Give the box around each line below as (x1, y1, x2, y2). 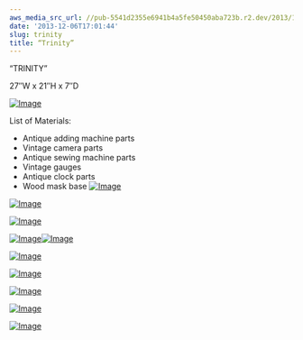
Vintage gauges (22, 161, 82, 172)
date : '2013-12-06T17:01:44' (9, 22, 119, 31)
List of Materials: (9, 115, 72, 126)
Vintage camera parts (22, 142, 104, 153)
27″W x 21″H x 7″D (9, 80, 79, 91)
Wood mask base (22, 181, 87, 192)
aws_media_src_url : (9, 13, 83, 23)
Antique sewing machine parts (22, 152, 136, 163)
